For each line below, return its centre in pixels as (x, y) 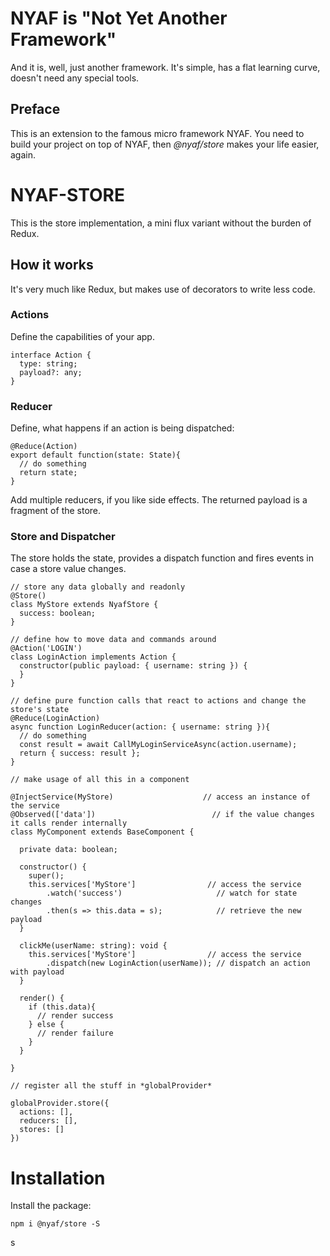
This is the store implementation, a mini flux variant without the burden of (161, 223)
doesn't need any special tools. (75, 78)
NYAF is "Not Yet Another (119, 18)
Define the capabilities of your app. (82, 336)
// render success (75, 1016)
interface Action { (51, 355)
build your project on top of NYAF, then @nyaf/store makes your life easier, (165, 144)
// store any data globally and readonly (98, 587)
